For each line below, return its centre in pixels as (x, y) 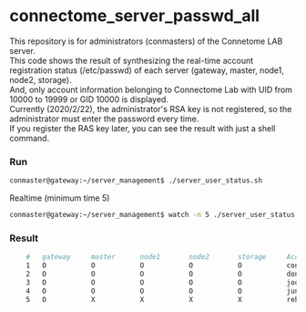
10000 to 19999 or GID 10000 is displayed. (89, 99)
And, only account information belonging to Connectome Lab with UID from (151, 89)
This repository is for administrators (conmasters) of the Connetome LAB (146, 41)
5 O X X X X (134, 299)
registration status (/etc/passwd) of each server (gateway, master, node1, (147, 70)
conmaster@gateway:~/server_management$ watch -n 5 (109, 215)
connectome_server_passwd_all (135, 16)
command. (30, 138)
